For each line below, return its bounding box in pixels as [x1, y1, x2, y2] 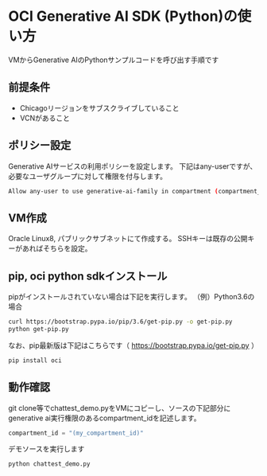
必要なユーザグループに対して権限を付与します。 [8, 171, 168, 181]
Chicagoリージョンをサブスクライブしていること [19, 103, 180, 112]
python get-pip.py [8, 325, 69, 333]
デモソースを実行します [8, 444, 85, 454]
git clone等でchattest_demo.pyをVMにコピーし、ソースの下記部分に [8, 403, 231, 412]
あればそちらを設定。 [21, 244, 92, 253]
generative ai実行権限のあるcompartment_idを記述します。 [8, 413, 201, 423]
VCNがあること [19, 113, 70, 123]
